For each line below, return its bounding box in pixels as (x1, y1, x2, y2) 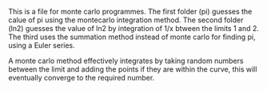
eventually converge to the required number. (8, 73, 155, 82)
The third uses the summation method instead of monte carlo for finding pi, (8, 32, 256, 41)
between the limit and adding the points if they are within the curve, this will (8, 65, 257, 74)
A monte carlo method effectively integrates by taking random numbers (8, 56, 244, 65)
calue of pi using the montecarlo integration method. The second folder (8, 15, 244, 25)
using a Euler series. (8, 41, 76, 50)
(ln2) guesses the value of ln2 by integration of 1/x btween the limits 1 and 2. (8, 24, 260, 33)
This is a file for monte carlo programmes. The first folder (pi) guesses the (8, 7, 253, 16)
